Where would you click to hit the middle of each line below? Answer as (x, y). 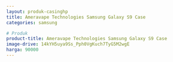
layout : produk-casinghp (37, 12)
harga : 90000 (22, 50)
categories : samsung (32, 22)
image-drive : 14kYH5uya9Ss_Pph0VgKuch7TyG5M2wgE (68, 44)
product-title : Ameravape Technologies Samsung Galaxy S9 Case (87, 39)
